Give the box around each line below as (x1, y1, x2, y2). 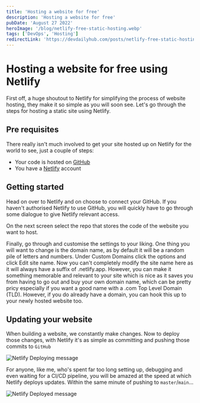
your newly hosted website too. (6, 297, 83, 304)
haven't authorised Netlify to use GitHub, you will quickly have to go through (6, 204, 193, 211)
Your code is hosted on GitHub (14, 158, 90, 165)
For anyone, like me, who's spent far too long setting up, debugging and (6, 366, 183, 373)
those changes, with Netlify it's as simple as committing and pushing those (6, 337, 190, 344)
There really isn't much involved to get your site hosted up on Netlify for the (6, 140, 192, 147)
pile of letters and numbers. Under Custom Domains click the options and (6, 253, 186, 260)
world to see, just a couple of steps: (6, 147, 94, 154)
